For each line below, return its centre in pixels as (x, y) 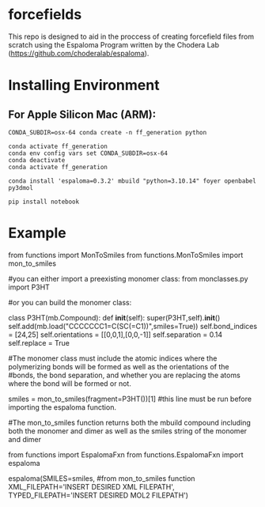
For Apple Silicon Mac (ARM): (82, 114)
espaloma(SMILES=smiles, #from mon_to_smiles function (102, 478)
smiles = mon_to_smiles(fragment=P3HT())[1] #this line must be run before (130, 399)
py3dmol (21, 187)
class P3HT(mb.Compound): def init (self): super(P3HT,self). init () (114, 317)
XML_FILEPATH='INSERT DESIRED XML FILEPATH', (92, 486)
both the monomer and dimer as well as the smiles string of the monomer (128, 431)
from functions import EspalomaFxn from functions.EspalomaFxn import (126, 454)
